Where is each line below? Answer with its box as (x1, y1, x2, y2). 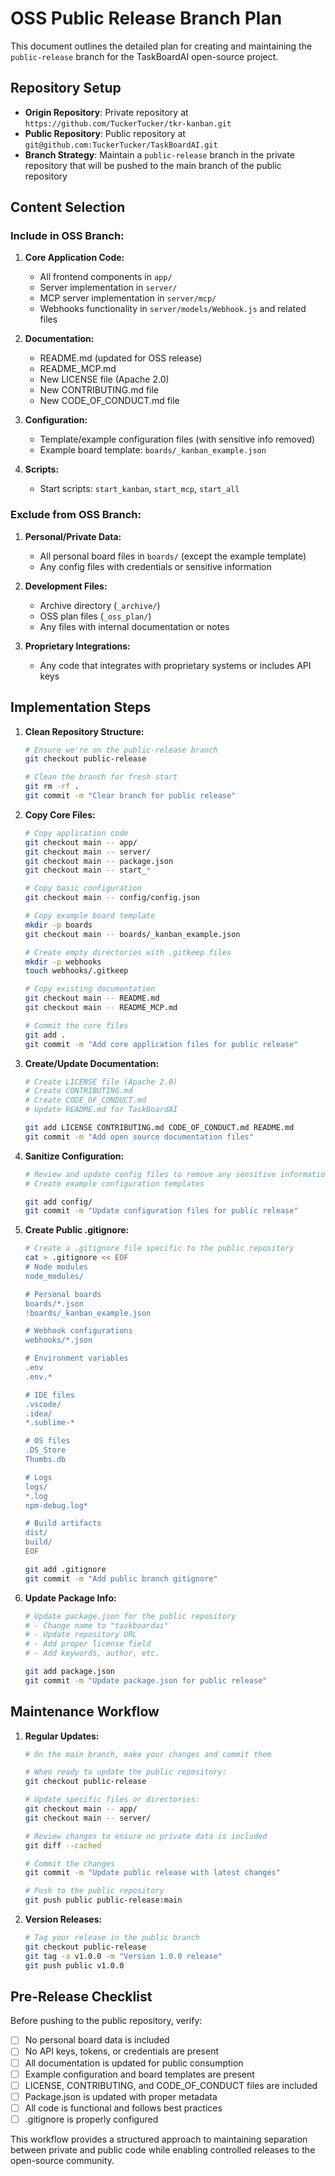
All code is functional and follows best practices (24, 2102, 223, 2114)
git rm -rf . (24, 782, 80, 792)
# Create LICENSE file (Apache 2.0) (24, 1077, 178, 1087)
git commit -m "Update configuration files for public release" (24, 1206, 299, 1216)
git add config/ (24, 1197, 93, 1207)
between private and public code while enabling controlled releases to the (10, 2143, 316, 2156)
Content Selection (10, 199, 126, 216)
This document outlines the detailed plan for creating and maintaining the (10, 40, 313, 52)
